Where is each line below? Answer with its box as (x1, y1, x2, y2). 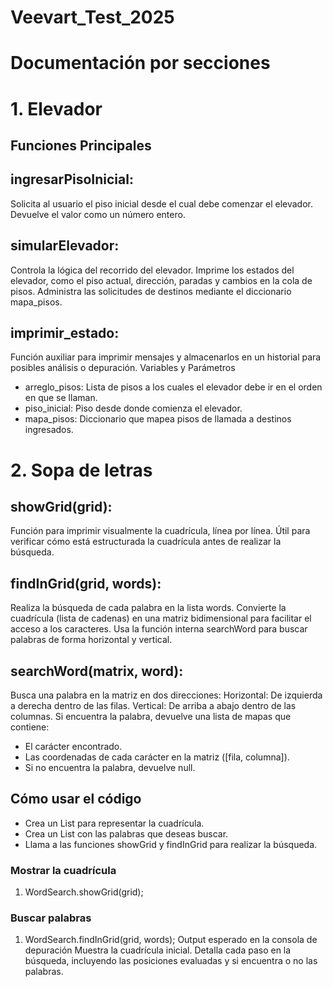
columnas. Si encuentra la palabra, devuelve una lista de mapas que (10, 711, 292, 723)
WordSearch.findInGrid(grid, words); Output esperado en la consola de (24, 934, 318, 946)
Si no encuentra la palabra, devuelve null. (24, 762, 196, 774)
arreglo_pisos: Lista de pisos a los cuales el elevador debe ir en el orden (24, 381, 323, 393)
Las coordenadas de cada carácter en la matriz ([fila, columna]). (24, 751, 290, 763)
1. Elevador (10, 97, 103, 120)
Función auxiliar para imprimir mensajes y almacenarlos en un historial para (10, 351, 322, 363)
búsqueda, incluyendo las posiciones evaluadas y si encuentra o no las (24, 955, 318, 967)
